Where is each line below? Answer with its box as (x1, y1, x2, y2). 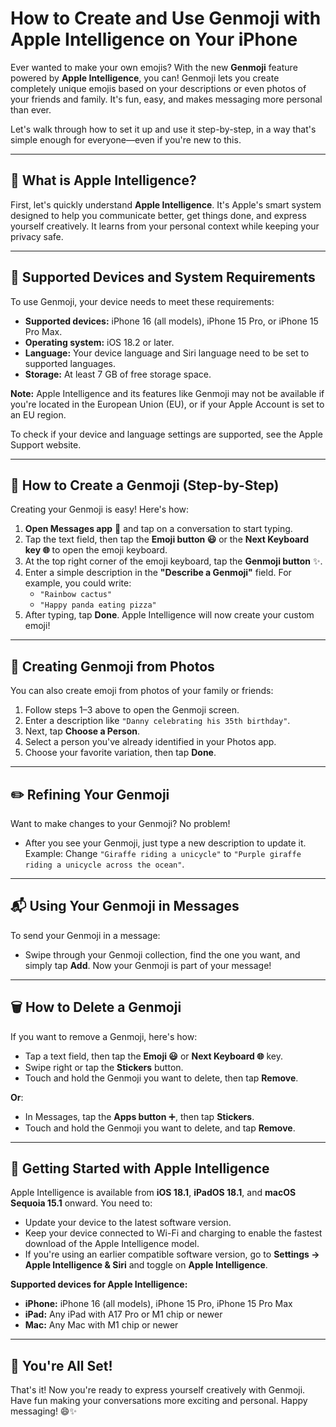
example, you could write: (24, 577, 132, 589)
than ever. (10, 103, 52, 116)
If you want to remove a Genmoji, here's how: (10, 1030, 198, 1042)
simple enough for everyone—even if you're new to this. (10, 133, 242, 146)
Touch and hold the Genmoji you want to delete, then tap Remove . (24, 1072, 299, 1084)
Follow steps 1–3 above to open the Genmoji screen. (24, 704, 240, 716)
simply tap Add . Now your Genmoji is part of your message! (24, 959, 272, 971)
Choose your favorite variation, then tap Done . (24, 747, 217, 759)
